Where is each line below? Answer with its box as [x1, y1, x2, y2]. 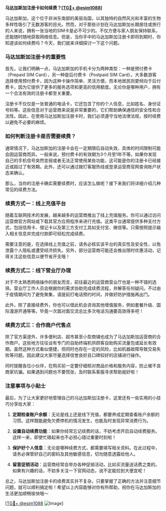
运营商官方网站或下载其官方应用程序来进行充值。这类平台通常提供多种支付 [5, 218, 157, 224]
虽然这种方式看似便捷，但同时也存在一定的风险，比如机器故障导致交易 [13, 346, 157, 352]
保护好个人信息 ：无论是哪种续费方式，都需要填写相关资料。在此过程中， [12, 444, 160, 451]
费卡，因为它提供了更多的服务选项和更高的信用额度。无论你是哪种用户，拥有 [5, 84, 161, 90]
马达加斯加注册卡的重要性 [5, 53, 66, 60]
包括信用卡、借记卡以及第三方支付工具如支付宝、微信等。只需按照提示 [13, 224, 157, 230]
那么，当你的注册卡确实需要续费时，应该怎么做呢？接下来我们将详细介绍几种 [5, 180, 161, 186]
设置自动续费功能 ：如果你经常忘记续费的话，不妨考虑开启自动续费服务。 [12, 428, 160, 434]
